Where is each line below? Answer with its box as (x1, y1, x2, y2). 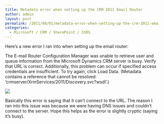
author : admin (5, 12, 34, 17)
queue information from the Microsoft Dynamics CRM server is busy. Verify (5, 58, 156, 64)
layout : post (5, 16, 32, 21)
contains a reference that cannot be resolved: (5, 74, 97, 79)
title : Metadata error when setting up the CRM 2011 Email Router (5, 7, 143, 12)
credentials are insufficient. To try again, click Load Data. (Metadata (5, 69, 142, 74)
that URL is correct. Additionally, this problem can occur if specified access (5, 63, 157, 69)
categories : (5, 25, 29, 30)
